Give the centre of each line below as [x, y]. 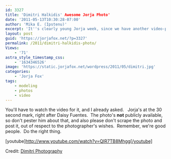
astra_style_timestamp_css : [35, 57]
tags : [11, 81]
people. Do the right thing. [33, 131]
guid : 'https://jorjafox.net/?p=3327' [46, 39]
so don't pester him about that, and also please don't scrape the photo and [84, 121]
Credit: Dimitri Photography [34, 151]
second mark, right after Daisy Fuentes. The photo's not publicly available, [84, 115]
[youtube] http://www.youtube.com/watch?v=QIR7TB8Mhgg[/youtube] [79, 141]
